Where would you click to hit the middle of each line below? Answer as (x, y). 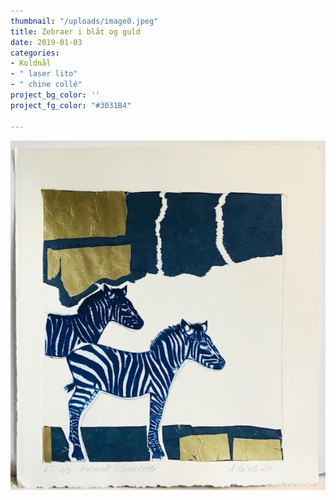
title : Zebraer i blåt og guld (75, 31)
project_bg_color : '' (55, 95)
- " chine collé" (46, 85)
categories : (35, 53)
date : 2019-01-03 (46, 42)
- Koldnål (31, 63)
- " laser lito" (44, 74)
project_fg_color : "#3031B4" (71, 105)
